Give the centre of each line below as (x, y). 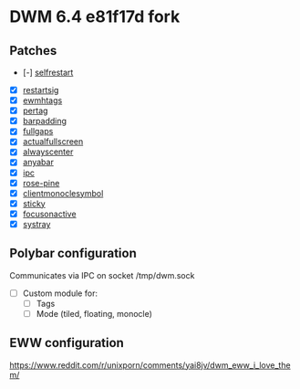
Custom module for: (60, 293)
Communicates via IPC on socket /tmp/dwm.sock (102, 275)
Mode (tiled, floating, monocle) (94, 313)
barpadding (44, 121)
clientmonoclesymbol (63, 193)
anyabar (38, 163)
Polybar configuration (73, 253)
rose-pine (41, 183)
